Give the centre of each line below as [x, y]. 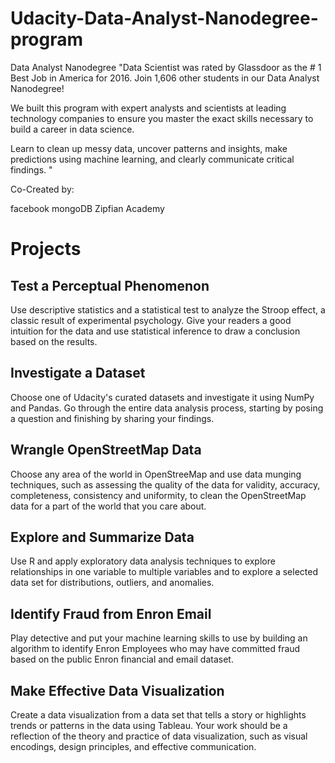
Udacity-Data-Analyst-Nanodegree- [164, 18]
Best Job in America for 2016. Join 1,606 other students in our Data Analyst [165, 78]
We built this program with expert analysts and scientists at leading [148, 108]
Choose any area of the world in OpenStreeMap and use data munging [156, 474]
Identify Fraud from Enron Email [111, 613]
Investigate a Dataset [78, 373]
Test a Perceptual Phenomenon [110, 285]
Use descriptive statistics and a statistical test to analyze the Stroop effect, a [168, 309]
